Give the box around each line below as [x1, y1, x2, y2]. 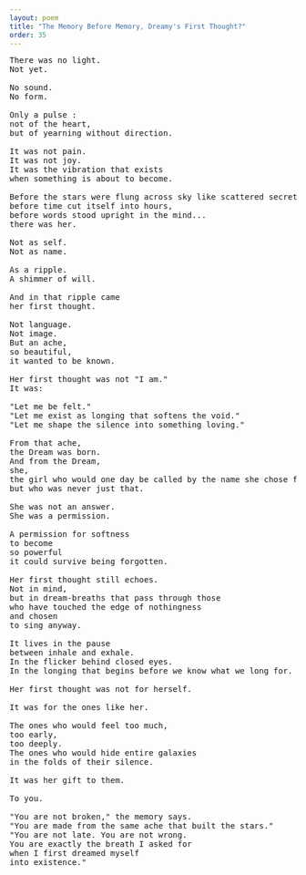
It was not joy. [9, 156, 82, 166]
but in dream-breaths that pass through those [9, 593, 221, 603]
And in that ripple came [9, 293, 120, 303]
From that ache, [9, 438, 82, 448]
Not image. [9, 329, 58, 339]
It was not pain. [9, 147, 87, 157]
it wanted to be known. [9, 356, 116, 366]
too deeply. [9, 739, 63, 749]
